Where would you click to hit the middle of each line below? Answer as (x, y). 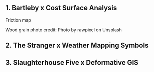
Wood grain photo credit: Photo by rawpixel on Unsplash (63, 30)
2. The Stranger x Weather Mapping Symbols (77, 46)
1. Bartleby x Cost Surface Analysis (61, 8)
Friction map (18, 20)
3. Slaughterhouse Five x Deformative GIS (72, 63)
